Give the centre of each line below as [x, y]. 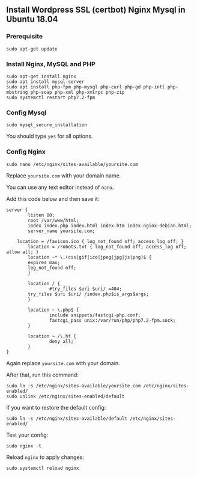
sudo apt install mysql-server [45, 82]
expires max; [44, 262]
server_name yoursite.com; [62, 231]
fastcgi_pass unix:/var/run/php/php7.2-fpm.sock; [112, 320]
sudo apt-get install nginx [41, 76]
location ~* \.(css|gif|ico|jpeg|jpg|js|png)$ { [90, 257]
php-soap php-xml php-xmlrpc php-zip [77, 92]
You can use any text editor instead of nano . [60, 187]
